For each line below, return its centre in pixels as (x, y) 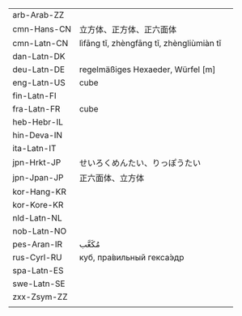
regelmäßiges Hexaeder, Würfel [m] (147, 70)
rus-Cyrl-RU (37, 257)
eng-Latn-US (39, 82)
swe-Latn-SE (39, 284)
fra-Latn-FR (36, 109)
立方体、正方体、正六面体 (127, 29)
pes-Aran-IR (38, 244)
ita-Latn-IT (34, 148)
